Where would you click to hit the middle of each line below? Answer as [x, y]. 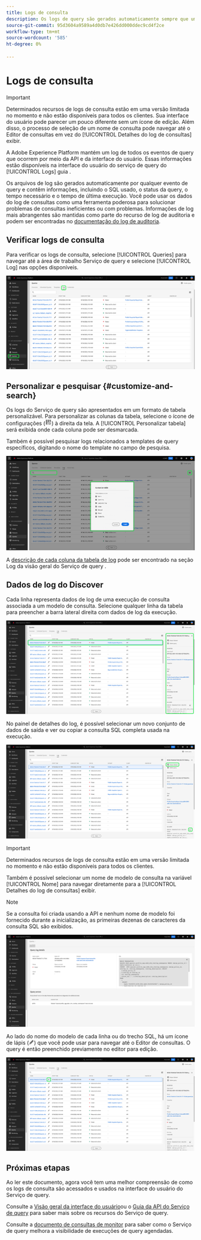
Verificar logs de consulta [55, 240]
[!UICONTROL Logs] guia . [39, 171]
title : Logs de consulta [37, 13]
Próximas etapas [38, 1168]
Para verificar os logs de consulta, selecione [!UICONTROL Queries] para [96, 254]
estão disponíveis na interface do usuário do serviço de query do [86, 165]
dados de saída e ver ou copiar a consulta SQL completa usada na [88, 730]
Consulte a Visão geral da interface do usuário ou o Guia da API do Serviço [98, 1206]
